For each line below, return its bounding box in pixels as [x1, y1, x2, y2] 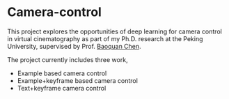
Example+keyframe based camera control [17, 76, 138, 84]
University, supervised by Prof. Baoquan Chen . [7, 42, 141, 50]
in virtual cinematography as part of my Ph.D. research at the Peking [7, 34, 203, 43]
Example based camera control [17, 69, 107, 77]
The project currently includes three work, [7, 55, 128, 63]
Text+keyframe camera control [17, 84, 106, 92]
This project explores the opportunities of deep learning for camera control [7, 27, 223, 36]
